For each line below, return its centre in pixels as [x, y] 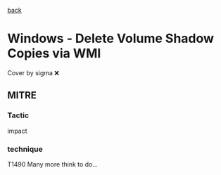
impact [17, 131]
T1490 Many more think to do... [53, 164]
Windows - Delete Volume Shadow [111, 39]
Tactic [18, 115]
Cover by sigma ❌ [33, 72]
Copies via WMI [54, 54]
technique [25, 149]
